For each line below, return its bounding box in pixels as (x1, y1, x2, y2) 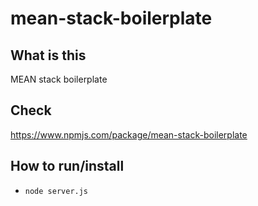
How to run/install (10, 158, 125, 175)
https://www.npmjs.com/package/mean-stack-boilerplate (10, 128, 248, 141)
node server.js (24, 186, 89, 196)
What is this (10, 47, 87, 64)
